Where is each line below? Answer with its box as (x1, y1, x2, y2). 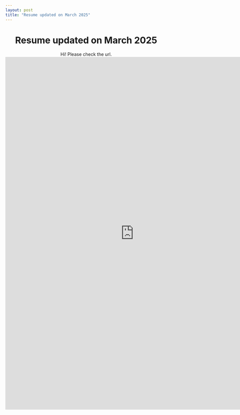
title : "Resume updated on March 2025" (5, 12, 91, 17)
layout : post (5, 7, 33, 13)
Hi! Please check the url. (61, 51, 112, 57)
